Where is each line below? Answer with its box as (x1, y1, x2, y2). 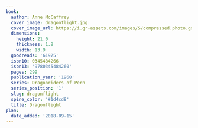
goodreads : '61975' (11, 52, 59, 58)
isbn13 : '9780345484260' (11, 63, 72, 70)
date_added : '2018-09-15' (11, 113, 75, 119)
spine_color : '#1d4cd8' (11, 96, 69, 102)
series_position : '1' (11, 86, 64, 91)
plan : (5, 107, 19, 113)
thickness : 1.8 (16, 42, 54, 48)
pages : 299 (11, 69, 38, 75)
